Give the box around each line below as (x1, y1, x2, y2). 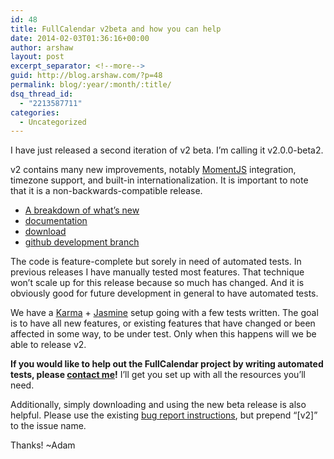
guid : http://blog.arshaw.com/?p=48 (10, 71, 163, 81)
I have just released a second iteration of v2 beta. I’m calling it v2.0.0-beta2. (10, 144, 324, 156)
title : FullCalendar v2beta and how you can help (10, 24, 222, 34)
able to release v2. (10, 339, 87, 351)
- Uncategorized (19, 117, 87, 127)
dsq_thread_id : (10, 89, 74, 99)
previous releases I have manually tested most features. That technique (10, 266, 305, 278)
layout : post (10, 52, 65, 62)
